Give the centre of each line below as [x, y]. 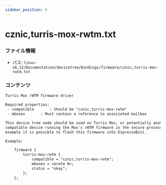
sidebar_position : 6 [26, 10]
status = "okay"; [49, 168]
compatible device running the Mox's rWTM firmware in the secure [75, 127]
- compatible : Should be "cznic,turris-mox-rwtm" [67, 110]
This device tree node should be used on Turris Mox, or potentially [78, 123]
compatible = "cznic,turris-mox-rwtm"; [72, 159]
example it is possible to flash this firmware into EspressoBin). [76, 132]
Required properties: [27, 105]
